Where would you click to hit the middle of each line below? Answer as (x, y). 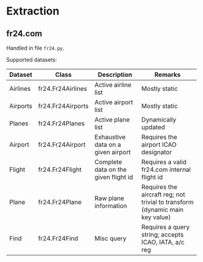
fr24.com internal (166, 169)
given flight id (114, 177)
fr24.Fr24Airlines (63, 89)
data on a (108, 145)
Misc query (111, 238)
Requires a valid (164, 162)
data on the (111, 169)
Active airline (113, 85)
